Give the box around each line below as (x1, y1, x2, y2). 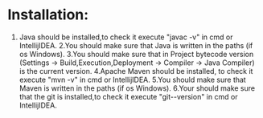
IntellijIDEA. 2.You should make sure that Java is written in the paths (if (18, 40, 253, 50)
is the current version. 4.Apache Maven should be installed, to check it (18, 66, 253, 75)
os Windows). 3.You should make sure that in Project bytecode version (18, 49, 254, 59)
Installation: (7, 6, 89, 24)
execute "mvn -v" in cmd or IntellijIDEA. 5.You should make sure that (18, 75, 246, 84)
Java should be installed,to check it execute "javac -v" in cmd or (18, 32, 233, 42)
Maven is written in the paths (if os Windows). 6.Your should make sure (18, 83, 255, 93)
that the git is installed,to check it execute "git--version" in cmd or (18, 92, 238, 101)
